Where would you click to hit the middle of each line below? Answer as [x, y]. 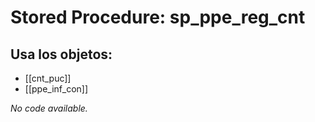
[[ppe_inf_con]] [56, 89]
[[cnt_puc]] [48, 78]
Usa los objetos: [61, 54]
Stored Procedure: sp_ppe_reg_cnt [158, 17]
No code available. [49, 108]
